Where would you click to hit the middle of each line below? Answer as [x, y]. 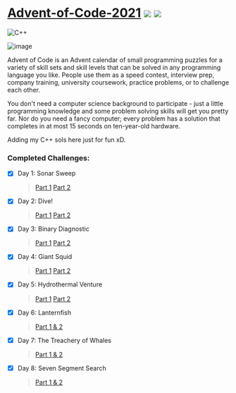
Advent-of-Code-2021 [74, 13]
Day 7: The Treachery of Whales [64, 340]
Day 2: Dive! [35, 201]
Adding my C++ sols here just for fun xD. [67, 140]
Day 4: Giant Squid [45, 257]
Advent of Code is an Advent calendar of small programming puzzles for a [115, 60]
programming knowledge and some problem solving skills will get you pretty [118, 111]
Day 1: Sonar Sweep [46, 174]
